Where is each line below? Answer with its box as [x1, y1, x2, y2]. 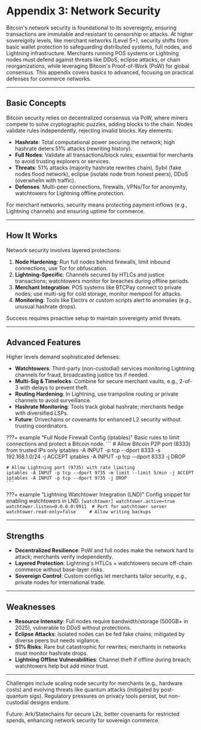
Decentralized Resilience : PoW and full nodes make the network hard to [14, 547, 194, 554]
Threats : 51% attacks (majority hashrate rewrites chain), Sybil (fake [14, 164, 181, 171]
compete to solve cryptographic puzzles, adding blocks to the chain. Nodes [6, 120, 193, 127]
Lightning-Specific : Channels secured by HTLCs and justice [14, 271, 165, 278]
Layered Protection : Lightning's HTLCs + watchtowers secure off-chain [14, 560, 193, 567]
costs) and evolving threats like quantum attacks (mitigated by [6, 686, 160, 693]
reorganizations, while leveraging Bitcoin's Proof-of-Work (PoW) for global [6, 62, 190, 70]
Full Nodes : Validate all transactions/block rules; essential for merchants [14, 151, 194, 158]
